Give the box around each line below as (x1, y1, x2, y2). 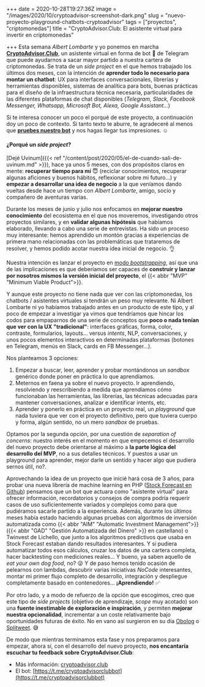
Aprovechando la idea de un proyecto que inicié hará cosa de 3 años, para (6, 475, 195, 482)
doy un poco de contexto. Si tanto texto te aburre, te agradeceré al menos (6, 120, 193, 128)
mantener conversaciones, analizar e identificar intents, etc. (15, 399, 166, 407)
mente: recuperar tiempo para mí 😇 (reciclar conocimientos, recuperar (6, 167, 187, 175)
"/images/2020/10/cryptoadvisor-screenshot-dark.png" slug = (6, 12, 164, 19)
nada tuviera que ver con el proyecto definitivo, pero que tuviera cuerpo (15, 412, 198, 420)
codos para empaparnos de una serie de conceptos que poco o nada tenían (6, 317, 199, 324)
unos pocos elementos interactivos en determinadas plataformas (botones (6, 336, 195, 343)
